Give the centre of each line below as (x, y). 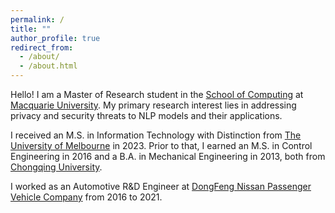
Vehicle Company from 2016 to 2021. (86, 197)
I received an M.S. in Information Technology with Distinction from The (156, 135)
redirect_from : (42, 47)
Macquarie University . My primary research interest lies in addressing (153, 105)
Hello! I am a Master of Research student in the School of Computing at (157, 94)
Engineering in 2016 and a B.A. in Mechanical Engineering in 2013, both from (168, 156)
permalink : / (37, 19)
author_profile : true (55, 38)
